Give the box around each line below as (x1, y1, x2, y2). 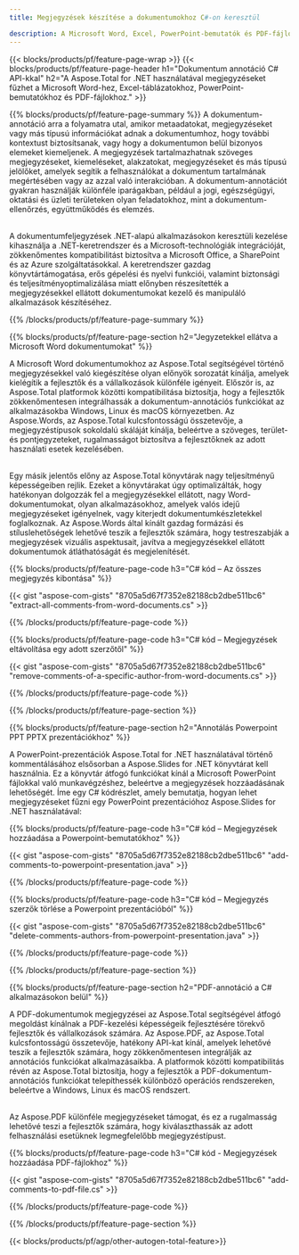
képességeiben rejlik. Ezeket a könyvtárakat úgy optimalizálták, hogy (9, 479, 263, 491)
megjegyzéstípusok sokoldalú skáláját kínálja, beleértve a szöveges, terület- (9, 425, 288, 435)
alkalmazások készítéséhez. (9, 296, 112, 308)
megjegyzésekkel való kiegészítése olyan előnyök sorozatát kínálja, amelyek (9, 367, 289, 378)
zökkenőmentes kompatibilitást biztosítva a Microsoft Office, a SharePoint (9, 249, 280, 260)
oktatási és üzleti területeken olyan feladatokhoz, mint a (9, 194, 214, 205)
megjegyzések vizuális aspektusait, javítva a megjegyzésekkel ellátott (9, 536, 265, 547)
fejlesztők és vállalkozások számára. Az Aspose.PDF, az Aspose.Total (9, 1028, 264, 1038)
